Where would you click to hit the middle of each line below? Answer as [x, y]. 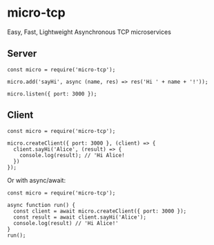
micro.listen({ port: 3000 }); [52, 94]
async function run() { [41, 205]
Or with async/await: [37, 180]
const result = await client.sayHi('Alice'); [80, 217]
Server [22, 54]
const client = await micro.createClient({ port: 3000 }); [100, 211]
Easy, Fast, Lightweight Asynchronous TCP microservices [89, 32]
